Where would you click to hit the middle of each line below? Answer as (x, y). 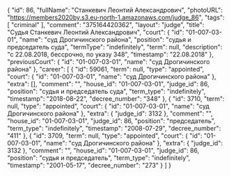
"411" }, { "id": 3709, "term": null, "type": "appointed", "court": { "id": (105, 136)
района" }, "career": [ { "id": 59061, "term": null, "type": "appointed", (106, 69)
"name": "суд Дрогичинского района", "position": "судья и (105, 40)
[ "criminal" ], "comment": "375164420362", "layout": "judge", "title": (106, 25)
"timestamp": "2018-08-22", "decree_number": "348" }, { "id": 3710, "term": (116, 99)
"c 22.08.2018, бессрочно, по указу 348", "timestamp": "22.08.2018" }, (111, 54)
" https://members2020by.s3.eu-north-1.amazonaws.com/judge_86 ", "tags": (116, 17)
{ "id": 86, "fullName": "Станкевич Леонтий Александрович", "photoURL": (115, 10)
